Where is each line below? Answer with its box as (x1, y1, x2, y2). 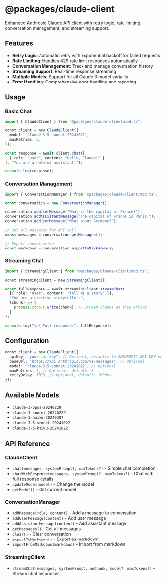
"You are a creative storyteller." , (9, 295, 85, 301)
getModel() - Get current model (12, 486, 77, 492)
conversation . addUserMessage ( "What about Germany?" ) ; (5, 219, 119, 224)
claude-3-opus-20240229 (12, 405, 62, 410)
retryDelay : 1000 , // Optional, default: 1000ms (9, 373, 112, 377)
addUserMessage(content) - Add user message (12, 515, 106, 521)
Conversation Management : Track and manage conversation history (12, 63, 153, 69)
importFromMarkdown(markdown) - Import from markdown (12, 541, 126, 547)
